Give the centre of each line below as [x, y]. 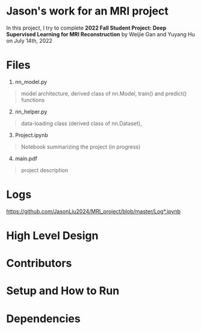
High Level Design [52, 236]
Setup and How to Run [63, 291]
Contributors [39, 263]
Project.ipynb [31, 135]
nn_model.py [31, 82]
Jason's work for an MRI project [87, 11]
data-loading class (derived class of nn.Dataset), [82, 123]
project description [44, 170]
